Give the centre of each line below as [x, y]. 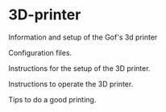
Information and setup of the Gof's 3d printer [83, 37]
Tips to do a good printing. [52, 99]
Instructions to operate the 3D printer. [71, 84]
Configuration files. [40, 52]
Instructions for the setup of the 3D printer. [79, 68]
